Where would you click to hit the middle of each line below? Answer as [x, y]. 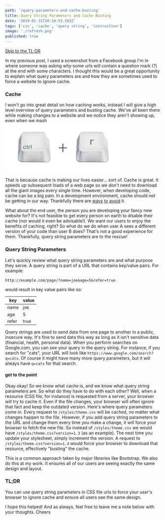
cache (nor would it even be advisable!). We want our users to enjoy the [78, 221]
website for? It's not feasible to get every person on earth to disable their [79, 216]
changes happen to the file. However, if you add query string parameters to [82, 417]
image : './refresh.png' [30, 31]
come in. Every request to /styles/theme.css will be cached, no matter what [82, 412]
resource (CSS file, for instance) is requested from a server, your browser [80, 396]
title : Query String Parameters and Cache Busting [58, 16]
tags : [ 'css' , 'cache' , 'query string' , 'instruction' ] [64, 26]
